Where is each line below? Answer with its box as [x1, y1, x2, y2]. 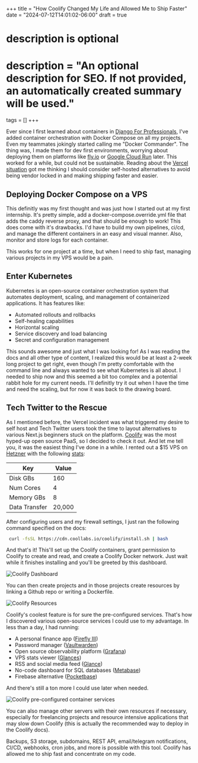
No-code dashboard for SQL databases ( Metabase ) [14, 666, 141, 674]
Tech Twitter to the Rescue [6, 403, 107, 413]
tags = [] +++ [6, 117, 39, 124]
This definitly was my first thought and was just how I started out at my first [6, 204, 191, 212]
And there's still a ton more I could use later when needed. [6, 684, 149, 692]
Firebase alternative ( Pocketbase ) [14, 673, 98, 680]
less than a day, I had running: [6, 624, 80, 631]
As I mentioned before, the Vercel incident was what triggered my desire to [6, 418, 190, 425]
